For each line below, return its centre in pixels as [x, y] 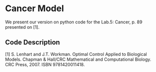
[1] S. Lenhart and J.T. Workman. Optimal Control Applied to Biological [76, 54]
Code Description [32, 43]
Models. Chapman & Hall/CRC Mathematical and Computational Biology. [78, 59]
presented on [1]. [22, 27]
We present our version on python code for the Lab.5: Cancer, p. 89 [74, 22]
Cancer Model [34, 9]
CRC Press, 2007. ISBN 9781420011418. [45, 64]
